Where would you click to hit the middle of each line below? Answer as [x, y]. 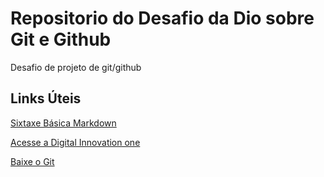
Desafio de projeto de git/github [76, 67]
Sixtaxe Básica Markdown [63, 123]
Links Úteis [46, 98]
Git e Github [61, 39]
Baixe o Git [32, 161]
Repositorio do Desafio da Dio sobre [162, 18]
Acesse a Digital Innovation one [75, 142]
